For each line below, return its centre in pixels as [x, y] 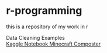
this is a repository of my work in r [47, 26]
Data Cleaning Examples [36, 37]
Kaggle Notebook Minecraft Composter [53, 44]
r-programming [44, 11]
